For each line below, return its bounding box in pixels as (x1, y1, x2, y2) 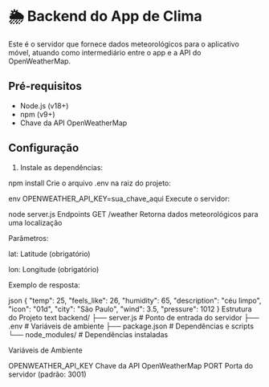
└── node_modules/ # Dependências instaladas (8, 329, 169, 339)
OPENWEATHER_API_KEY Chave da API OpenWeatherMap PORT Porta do (8, 361, 254, 370)
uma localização (8, 218, 63, 227)
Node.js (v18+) (19, 100, 69, 110)
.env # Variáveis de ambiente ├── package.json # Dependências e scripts (8, 321, 255, 331)
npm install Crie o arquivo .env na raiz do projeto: (8, 178, 171, 188)
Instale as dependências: (19, 162, 103, 172)
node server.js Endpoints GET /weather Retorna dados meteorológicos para (8, 209, 259, 218)
